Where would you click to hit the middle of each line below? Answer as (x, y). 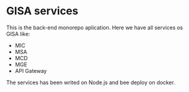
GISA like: (18, 33)
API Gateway (31, 70)
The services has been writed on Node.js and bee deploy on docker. (91, 82)
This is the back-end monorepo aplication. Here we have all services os (94, 27)
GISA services (42, 11)
